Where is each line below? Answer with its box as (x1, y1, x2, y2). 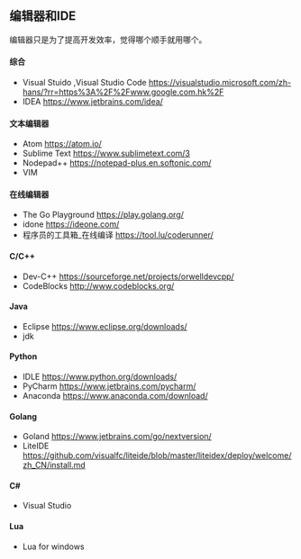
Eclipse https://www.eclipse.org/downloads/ (22, 320, 187, 331)
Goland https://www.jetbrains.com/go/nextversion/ (22, 431, 212, 442)
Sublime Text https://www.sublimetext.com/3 (22, 148, 191, 159)
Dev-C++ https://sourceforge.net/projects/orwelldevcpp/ (22, 271, 234, 282)
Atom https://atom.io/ (22, 139, 102, 149)
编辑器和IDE (9, 8, 77, 24)
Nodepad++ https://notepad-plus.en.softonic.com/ (22, 158, 212, 168)
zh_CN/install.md (22, 460, 86, 471)
